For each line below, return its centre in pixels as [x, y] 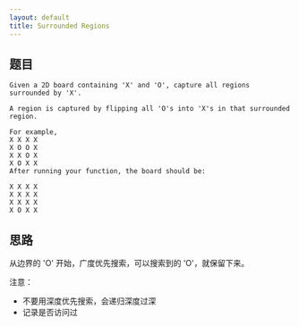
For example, [34, 132]
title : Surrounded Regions [60, 26]
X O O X [24, 148]
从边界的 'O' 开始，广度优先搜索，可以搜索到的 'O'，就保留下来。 [129, 263]
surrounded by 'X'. [46, 93]
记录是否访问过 [50, 313]
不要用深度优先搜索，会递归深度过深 [89, 301]
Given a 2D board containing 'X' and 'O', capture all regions [130, 86]
